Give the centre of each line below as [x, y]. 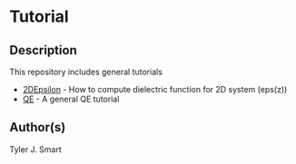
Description [43, 50]
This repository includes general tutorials [86, 72]
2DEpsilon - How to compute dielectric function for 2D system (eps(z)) [155, 89]
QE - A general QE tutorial [71, 99]
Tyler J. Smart [35, 149]
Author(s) [38, 127]
